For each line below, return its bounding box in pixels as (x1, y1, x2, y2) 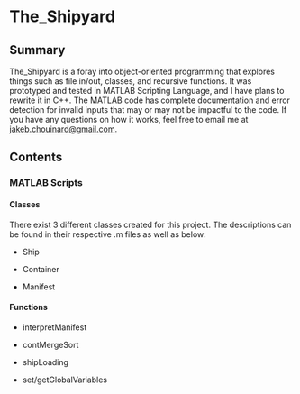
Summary (9, 42, 66, 58)
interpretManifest (22, 322, 87, 333)
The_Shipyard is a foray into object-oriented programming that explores (9, 66, 275, 77)
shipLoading (22, 356, 69, 367)
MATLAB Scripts (9, 177, 83, 189)
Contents (9, 150, 63, 165)
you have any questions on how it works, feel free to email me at (9, 115, 249, 124)
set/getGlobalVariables (22, 374, 108, 385)
